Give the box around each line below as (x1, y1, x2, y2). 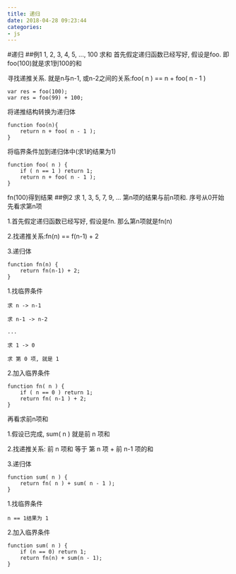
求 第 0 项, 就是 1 (7, 356, 59, 363)
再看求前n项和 (7, 414, 49, 424)
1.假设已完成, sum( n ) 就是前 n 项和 (7, 430, 111, 438)
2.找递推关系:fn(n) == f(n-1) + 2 (7, 232, 99, 241)
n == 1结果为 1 (7, 515, 49, 522)
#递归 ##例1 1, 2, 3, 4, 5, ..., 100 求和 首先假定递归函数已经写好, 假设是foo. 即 (7, 50, 230, 59)
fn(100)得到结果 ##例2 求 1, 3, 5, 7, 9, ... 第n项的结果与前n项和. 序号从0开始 (7, 193, 225, 202)
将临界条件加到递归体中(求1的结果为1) (7, 148, 117, 156)
